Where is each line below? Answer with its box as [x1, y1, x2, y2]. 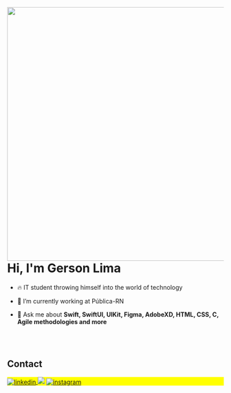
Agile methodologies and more [16, 317, 107, 326]
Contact [7, 358, 43, 370]
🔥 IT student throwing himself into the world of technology [16, 283, 183, 291]
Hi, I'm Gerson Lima [7, 261, 122, 276]
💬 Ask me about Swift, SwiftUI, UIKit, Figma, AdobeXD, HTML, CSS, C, [16, 310, 219, 319]
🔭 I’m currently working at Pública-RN [16, 297, 124, 305]
